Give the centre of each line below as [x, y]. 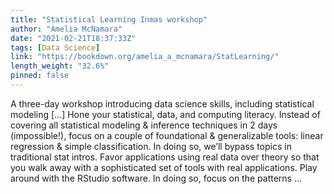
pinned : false [40, 76]
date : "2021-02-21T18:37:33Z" [73, 38]
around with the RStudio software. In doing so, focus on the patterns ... [156, 178]
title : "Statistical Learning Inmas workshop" [109, 19]
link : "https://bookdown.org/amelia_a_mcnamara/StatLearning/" [145, 57]
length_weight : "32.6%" [60, 66]
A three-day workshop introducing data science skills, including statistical [162, 103]
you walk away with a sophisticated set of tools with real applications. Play [164, 167]
